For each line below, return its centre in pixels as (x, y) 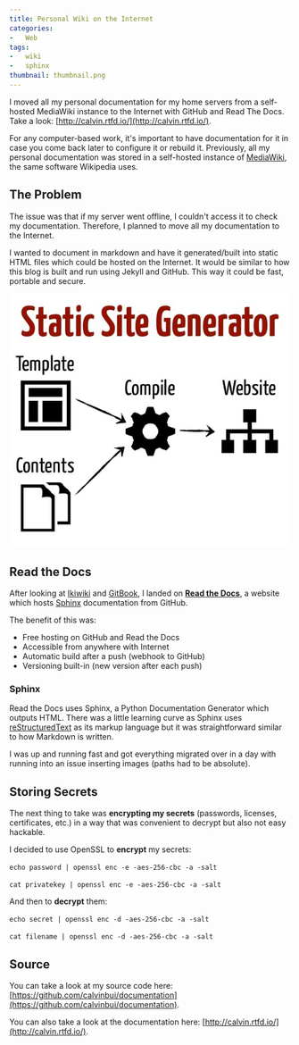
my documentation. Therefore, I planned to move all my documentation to (144, 226)
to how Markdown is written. (62, 737)
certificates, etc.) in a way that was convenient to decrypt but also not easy (148, 823)
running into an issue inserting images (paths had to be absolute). (130, 764)
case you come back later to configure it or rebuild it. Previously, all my (140, 147)
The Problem (46, 195)
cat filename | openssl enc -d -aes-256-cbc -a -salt (112, 937)
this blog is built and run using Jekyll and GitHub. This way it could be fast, (146, 272)
